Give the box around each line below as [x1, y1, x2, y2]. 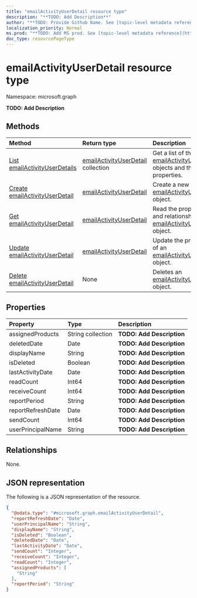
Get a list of [152, 149, 185, 157]
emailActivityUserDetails [9, 163, 77, 172]
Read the [152, 204, 178, 213]
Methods [6, 122, 40, 132]
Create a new [152, 180, 189, 189]
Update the [152, 236, 184, 244]
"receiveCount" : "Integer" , [11, 554, 80, 560]
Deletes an [152, 268, 182, 276]
